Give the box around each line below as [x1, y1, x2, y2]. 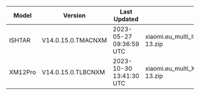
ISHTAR [9, 36, 31, 44]
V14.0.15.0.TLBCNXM [41, 68, 105, 76]
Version [63, 11, 86, 20]
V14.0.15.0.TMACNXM [41, 36, 107, 44]
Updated [113, 15, 139, 23]
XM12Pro [9, 68, 36, 76]
